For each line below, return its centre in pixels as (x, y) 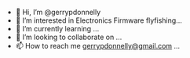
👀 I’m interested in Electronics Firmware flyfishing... (99, 20)
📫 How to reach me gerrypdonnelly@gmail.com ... (98, 46)
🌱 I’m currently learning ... (57, 29)
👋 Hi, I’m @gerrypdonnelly (58, 12)
